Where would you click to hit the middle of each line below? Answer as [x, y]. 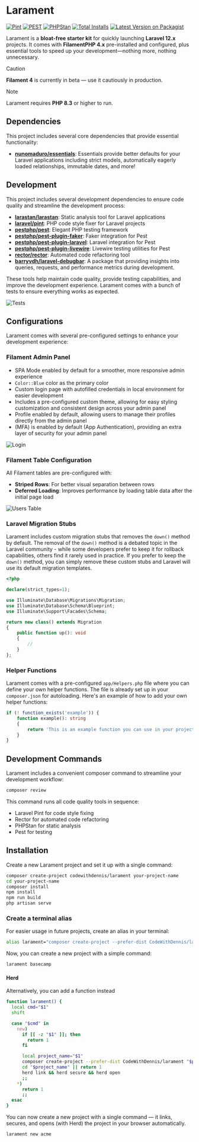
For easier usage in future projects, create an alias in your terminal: [88, 931]
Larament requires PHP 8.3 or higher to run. [60, 103]
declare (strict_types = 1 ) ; [38, 590]
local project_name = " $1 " [52, 1056]
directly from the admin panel [51, 421]
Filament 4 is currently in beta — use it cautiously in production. [84, 80]
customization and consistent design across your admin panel [90, 408]
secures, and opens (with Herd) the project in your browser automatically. [96, 1124]
